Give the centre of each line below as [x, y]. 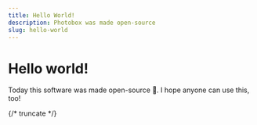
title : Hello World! [42, 15]
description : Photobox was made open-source [82, 23]
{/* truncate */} [33, 113]
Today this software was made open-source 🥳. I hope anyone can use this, [129, 90]
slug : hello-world [38, 30]
